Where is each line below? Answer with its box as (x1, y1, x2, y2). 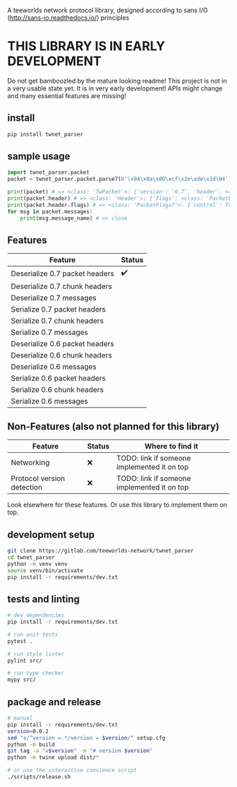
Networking (11, 458, 50, 468)
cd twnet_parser (7, 554, 55, 561)
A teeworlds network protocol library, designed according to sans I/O (7, 6, 208, 14)
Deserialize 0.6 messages (11, 362, 97, 372)
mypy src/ (7, 676, 37, 684)
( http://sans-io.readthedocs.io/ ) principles (7, 13, 130, 22)
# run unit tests (7, 631, 59, 638)
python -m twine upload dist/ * (7, 754, 99, 762)
